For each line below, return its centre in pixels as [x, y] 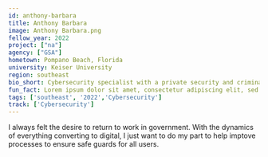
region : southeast [39, 75]
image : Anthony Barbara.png [55, 30]
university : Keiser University [60, 68]
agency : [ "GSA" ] [35, 53]
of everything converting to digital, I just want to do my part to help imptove [132, 135]
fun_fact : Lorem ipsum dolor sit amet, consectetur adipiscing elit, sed [134, 90]
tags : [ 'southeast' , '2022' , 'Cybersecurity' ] [85, 97]
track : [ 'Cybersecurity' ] [51, 104]
